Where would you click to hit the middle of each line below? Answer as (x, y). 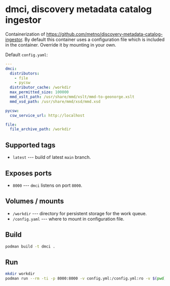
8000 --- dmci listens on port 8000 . (47, 185)
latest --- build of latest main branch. (52, 157)
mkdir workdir (20, 274)
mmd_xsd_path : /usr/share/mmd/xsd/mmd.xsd (55, 101)
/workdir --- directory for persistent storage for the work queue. (80, 213)
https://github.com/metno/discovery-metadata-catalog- (104, 34)
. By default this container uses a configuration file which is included (93, 39)
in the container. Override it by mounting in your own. (61, 45)
